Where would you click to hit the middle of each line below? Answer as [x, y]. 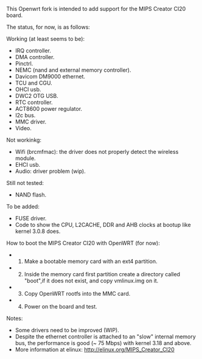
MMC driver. [31, 122]
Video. [23, 128]
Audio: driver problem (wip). [50, 171]
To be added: [23, 207]
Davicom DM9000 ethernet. [50, 76]
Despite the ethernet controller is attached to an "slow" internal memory [105, 336]
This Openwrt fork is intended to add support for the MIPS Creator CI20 [96, 9]
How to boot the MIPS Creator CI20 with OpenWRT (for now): [83, 243]
